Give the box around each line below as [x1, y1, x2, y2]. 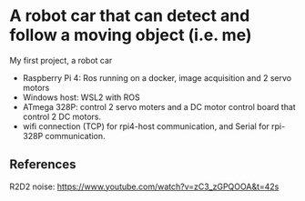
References [9, 156, 76, 173]
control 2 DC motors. [22, 111, 102, 122]
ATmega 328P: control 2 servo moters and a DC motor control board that [22, 101, 296, 112]
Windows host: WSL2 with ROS [22, 92, 140, 103]
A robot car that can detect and [9, 5, 250, 26]
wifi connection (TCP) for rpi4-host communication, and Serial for [22, 120, 270, 132]
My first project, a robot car [9, 55, 113, 65]
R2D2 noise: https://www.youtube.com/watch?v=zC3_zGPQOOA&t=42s [9, 181, 280, 192]
